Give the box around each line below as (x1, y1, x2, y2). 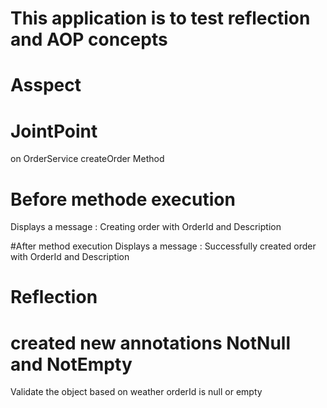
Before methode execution (10, 188, 236, 211)
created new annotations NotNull (10, 332, 291, 354)
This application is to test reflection (10, 7, 311, 30)
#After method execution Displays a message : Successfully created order (10, 240, 317, 252)
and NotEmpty (10, 353, 133, 376)
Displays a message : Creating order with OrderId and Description (10, 221, 282, 233)
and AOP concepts (10, 28, 168, 51)
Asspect (10, 74, 82, 97)
